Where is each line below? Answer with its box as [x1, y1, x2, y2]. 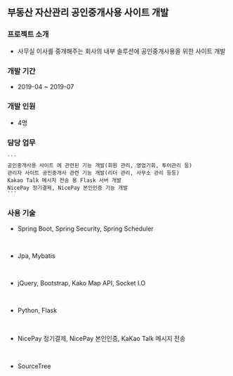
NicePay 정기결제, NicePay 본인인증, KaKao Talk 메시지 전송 [17, 334, 186, 342]
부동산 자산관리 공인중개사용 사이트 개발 [7, 6, 169, 19]
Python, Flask [17, 306, 58, 314]
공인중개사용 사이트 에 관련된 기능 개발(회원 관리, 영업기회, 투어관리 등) [7, 162, 193, 169]
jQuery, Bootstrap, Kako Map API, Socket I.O [17, 278, 146, 287]
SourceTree [17, 361, 51, 370]
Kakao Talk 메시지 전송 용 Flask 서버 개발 [7, 176, 121, 184]
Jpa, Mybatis [17, 252, 55, 260]
